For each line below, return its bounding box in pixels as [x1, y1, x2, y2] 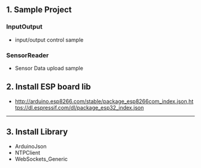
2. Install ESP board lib [6, 82, 92, 92]
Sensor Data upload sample [14, 64, 84, 71]
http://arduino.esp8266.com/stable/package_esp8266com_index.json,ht [14, 98, 194, 105]
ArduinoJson [14, 142, 47, 150]
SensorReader [6, 51, 49, 59]
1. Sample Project [6, 5, 72, 15]
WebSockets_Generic [14, 155, 68, 163]
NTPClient [14, 149, 41, 156]
